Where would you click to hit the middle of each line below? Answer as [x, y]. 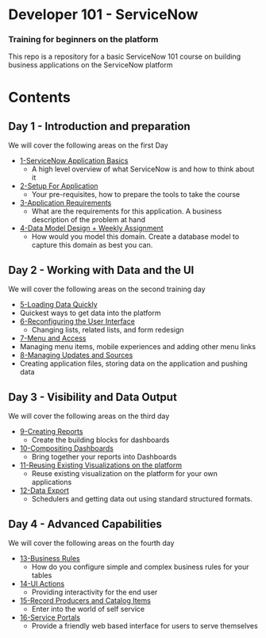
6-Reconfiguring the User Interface [77, 321]
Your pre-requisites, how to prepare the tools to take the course [136, 194]
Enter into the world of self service [88, 609]
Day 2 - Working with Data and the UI [101, 270]
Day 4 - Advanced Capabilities [85, 524]
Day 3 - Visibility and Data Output [93, 397]
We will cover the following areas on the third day [89, 416]
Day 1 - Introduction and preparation [99, 127]
